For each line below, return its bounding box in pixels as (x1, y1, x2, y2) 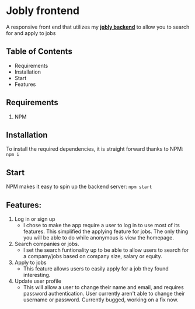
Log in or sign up (14, 216, 55, 223)
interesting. (23, 272, 51, 278)
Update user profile (14, 277, 61, 284)
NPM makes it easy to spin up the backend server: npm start (6, 183, 152, 190)
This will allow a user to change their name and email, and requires (23, 284, 184, 290)
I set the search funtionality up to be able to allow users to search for (23, 246, 189, 254)
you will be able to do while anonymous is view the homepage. (23, 234, 174, 241)
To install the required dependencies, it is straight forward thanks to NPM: (6, 145, 184, 152)
